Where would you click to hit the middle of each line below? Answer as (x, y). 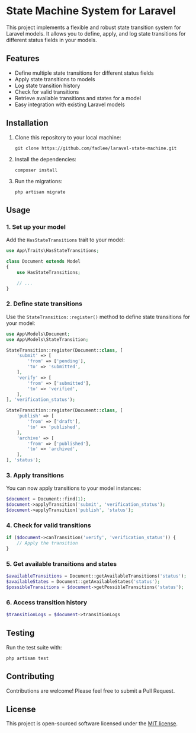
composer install (36, 170)
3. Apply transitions (35, 475)
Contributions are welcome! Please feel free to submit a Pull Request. (91, 691)
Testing (20, 633)
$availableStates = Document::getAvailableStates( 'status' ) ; (83, 582)
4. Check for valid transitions (49, 525)
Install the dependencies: (46, 159)
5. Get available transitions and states (62, 563)
